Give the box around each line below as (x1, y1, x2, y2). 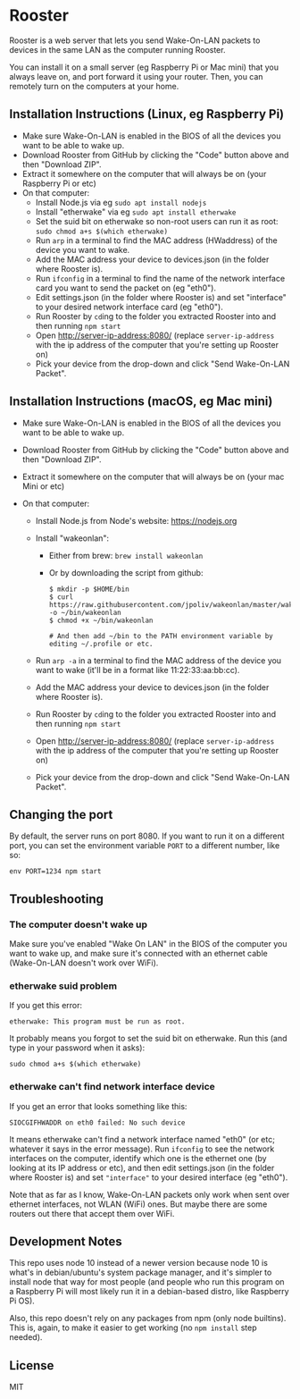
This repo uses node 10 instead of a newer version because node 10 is (9, 1258, 268, 1268)
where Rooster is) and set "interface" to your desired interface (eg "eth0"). (9, 1172, 288, 1183)
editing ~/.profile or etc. (48, 639, 154, 648)
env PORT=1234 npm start (9, 867, 102, 876)
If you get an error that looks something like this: (9, 1100, 187, 1111)
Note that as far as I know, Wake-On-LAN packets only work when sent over (9, 1189, 290, 1200)
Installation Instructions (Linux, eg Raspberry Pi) (9, 106, 285, 122)
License (9, 1358, 54, 1373)
